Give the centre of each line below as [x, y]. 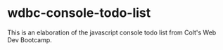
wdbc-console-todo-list [79, 13]
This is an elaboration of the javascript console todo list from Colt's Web [112, 32]
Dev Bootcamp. [30, 39]
